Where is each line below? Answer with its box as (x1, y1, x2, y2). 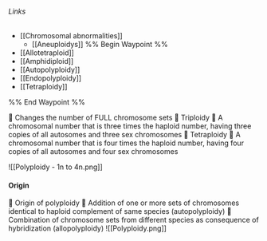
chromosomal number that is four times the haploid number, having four (8, 138, 245, 148)
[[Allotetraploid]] (19, 48, 74, 57)
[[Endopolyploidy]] (19, 73, 82, 83)
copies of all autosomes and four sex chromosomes (8, 147, 179, 156)
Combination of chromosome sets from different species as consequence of (8, 215, 259, 225)
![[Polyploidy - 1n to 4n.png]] (8, 162, 104, 172)
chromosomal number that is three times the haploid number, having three (8, 121, 252, 131)
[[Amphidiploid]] (19, 57, 74, 66)
